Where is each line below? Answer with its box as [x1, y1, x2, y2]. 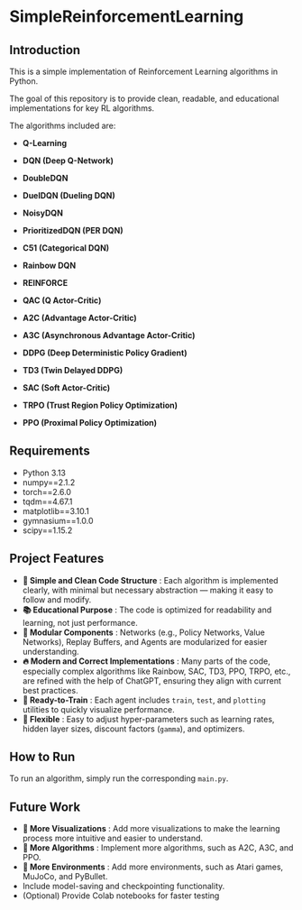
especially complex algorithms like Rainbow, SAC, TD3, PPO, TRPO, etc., [22, 666, 291, 676]
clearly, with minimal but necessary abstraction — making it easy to [22, 584, 273, 595]
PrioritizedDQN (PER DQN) [22, 225, 124, 235]
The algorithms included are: [9, 120, 116, 131]
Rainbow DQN [22, 260, 77, 271]
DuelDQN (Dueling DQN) [22, 190, 115, 200]
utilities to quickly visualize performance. [22, 703, 175, 714]
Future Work [9, 799, 81, 814]
